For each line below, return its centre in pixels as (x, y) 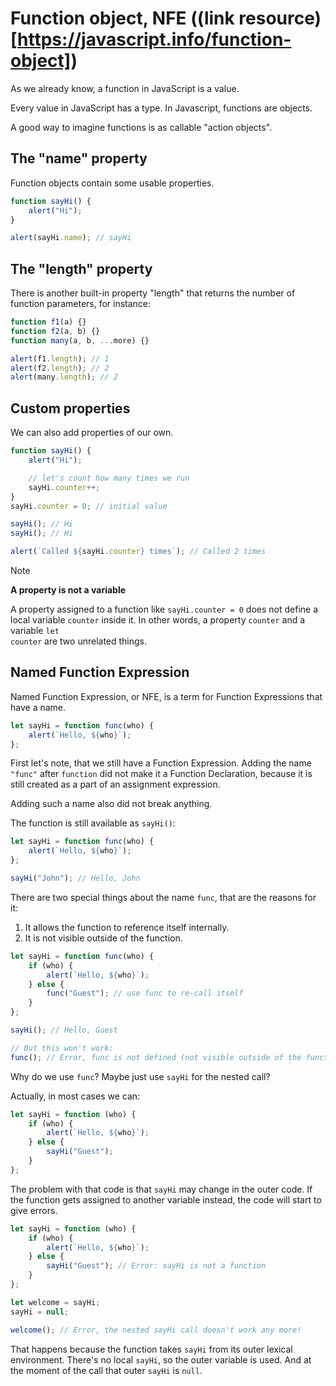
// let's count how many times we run (109, 478)
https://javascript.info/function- (154, 39)
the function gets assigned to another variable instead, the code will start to (166, 1199)
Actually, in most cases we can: (75, 1096)
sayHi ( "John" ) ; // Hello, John (75, 878)
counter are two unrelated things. (79, 641)
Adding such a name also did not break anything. (111, 804)
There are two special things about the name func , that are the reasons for (163, 897)
